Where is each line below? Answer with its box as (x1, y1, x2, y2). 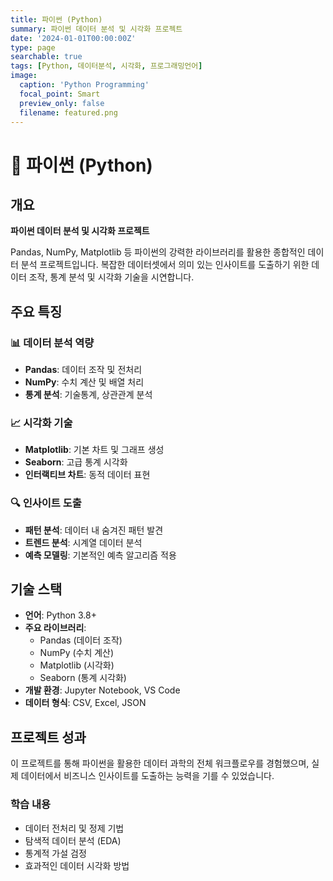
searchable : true (10, 52, 83, 62)
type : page (10, 42, 56, 53)
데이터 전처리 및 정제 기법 (24, 822, 125, 834)
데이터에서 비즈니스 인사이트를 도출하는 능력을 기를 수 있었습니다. (20, 770, 275, 782)
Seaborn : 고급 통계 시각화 (24, 456, 128, 468)
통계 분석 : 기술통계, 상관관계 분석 (24, 389, 153, 401)
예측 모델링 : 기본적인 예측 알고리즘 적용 (24, 549, 177, 561)
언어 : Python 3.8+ (24, 609, 97, 621)
